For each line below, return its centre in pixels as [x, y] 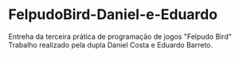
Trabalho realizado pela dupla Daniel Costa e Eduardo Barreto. [111, 44]
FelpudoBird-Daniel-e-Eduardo [113, 15]
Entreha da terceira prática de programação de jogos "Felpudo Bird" [120, 36]
